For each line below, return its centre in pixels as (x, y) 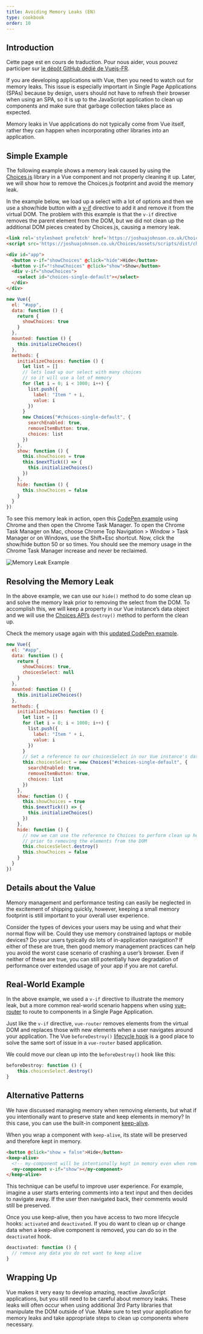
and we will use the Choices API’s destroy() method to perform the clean (97, 615)
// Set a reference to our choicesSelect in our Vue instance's (105, 757)
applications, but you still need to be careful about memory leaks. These (96, 1298)
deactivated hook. (29, 1237)
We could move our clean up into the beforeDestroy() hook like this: (91, 1054)
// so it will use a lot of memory (67, 378)
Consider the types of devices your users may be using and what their (94, 927)
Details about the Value (51, 888)
